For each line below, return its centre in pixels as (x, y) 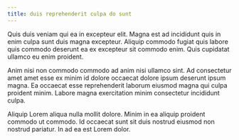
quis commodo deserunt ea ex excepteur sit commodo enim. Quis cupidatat (118, 49)
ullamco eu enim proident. (46, 57)
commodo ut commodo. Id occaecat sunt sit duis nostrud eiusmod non (111, 122)
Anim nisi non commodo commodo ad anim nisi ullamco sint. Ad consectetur (119, 70)
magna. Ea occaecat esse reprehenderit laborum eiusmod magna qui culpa (117, 85)
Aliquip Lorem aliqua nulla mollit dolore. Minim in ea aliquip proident (106, 114)
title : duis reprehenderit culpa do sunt (70, 14)
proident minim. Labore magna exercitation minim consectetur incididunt (114, 93)
